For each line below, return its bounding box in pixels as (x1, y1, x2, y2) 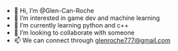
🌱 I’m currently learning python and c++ (13, 21, 129, 29)
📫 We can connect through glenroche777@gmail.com (13, 37, 171, 44)
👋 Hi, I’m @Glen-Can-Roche (13, 7, 94, 14)
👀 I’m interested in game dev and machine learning (13, 14, 161, 22)
